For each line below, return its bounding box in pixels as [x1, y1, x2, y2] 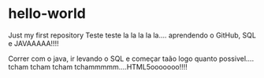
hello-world [8, 5, 87, 23]
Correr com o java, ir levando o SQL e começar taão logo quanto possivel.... [8, 54, 255, 63]
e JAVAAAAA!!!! [8, 38, 59, 48]
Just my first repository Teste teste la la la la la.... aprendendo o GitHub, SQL [8, 30, 256, 40]
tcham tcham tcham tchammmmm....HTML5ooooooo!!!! [8, 62, 188, 71]
